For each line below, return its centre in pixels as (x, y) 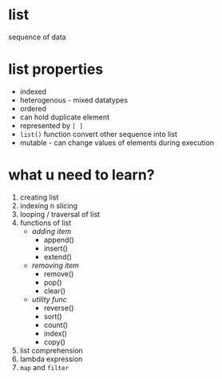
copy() (55, 341)
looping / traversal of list (60, 214)
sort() (53, 316)
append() (59, 240)
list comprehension (52, 350)
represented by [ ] (52, 125)
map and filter (44, 367)
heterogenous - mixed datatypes (74, 100)
